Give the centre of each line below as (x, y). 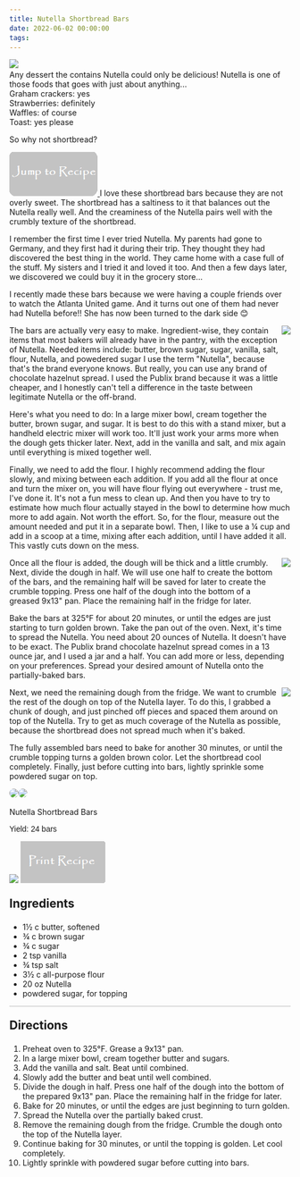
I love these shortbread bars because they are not (192, 193)
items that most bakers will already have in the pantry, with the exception (144, 340)
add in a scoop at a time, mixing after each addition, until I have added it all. (148, 536)
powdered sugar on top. (54, 777)
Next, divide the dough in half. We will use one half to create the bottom (141, 573)
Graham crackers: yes (50, 94)
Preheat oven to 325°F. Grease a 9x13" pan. (103, 1049)
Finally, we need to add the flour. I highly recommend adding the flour (137, 470)
